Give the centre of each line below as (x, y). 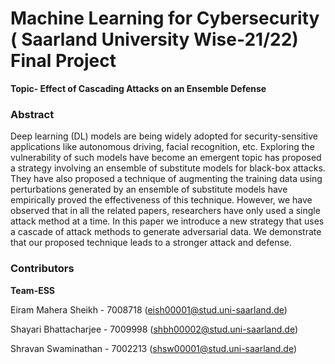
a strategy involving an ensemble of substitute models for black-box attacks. (168, 168)
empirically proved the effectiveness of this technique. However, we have (161, 200)
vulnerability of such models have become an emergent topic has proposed (166, 158)
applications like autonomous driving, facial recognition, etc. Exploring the (162, 147)
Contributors (42, 269)
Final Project (63, 61)
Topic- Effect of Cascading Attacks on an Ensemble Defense (138, 88)
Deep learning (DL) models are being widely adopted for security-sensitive (164, 136)
